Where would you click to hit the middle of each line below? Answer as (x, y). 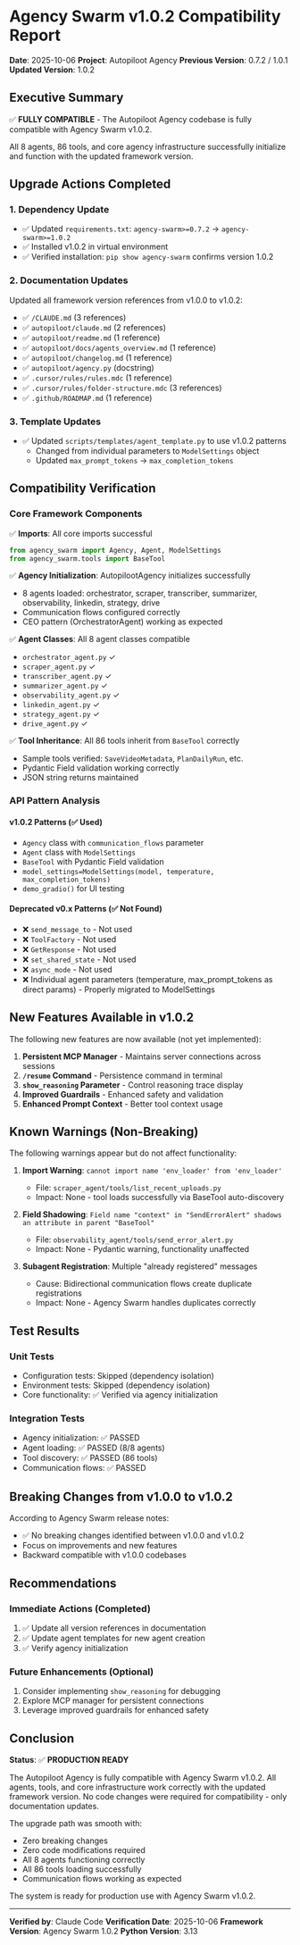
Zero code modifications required (83, 1850)
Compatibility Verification (83, 488)
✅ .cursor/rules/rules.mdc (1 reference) (97, 378)
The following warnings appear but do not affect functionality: (123, 1153)
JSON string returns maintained (80, 778)
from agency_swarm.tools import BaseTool (87, 559)
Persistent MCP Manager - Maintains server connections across (142, 1056)
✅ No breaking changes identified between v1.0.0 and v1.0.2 (133, 1536)
